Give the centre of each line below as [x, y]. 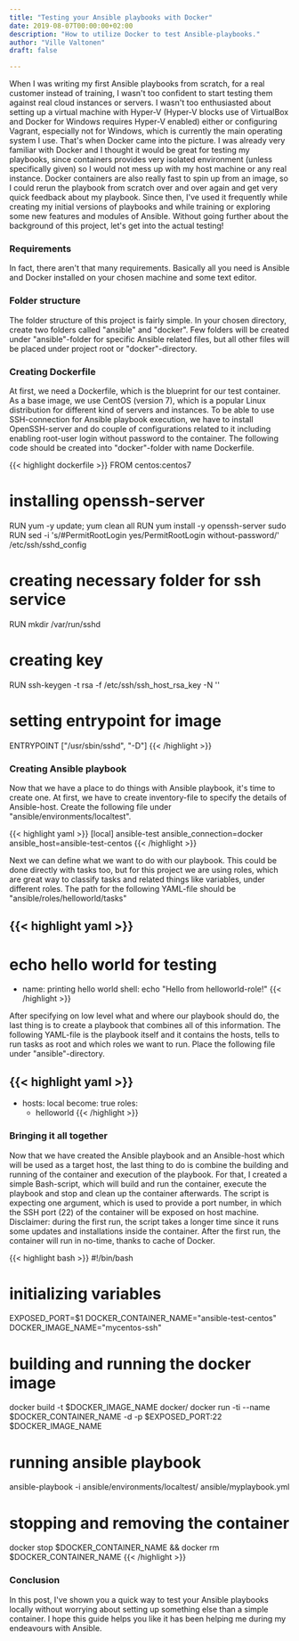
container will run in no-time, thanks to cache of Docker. [112, 1240]
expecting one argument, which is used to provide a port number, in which [145, 1203]
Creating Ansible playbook [68, 769]
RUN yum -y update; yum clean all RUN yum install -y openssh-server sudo [148, 526]
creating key [57, 661]
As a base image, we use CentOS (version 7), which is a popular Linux [138, 401]
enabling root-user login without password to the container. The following [144, 438]
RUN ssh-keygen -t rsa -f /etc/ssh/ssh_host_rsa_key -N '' [115, 685]
